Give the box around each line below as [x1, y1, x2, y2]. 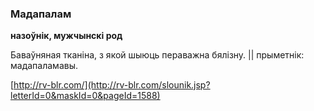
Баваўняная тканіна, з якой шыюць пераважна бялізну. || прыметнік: [10, 49, 305, 61]
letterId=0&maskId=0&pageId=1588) [10, 90, 161, 102]
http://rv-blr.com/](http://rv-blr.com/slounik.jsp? [13, 79, 211, 91]
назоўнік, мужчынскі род [10, 30, 123, 42]
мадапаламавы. [10, 60, 78, 72]
